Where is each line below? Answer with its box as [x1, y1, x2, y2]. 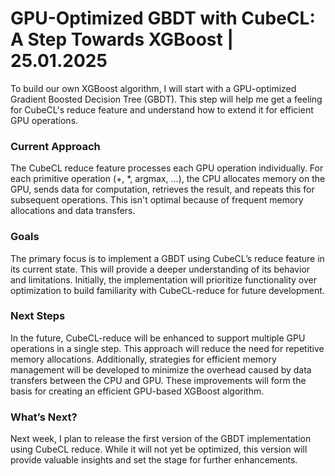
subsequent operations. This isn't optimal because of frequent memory [10, 194, 304, 206]
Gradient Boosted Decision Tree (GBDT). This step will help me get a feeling [10, 93, 323, 105]
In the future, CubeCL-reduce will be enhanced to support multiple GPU [10, 332, 306, 344]
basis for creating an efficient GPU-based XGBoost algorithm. [10, 385, 265, 397]
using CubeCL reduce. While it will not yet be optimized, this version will [10, 443, 308, 456]
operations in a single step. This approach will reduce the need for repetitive [10, 342, 325, 354]
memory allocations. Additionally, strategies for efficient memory [10, 353, 277, 365]
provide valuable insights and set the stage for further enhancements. [10, 454, 298, 466]
